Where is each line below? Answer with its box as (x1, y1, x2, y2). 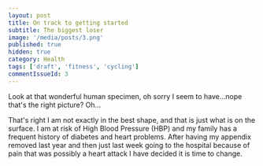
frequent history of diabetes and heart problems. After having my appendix (8, 131, 252, 142)
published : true (8, 41, 61, 49)
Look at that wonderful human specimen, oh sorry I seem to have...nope (8, 91, 243, 101)
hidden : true (8, 48, 51, 56)
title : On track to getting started (8, 19, 128, 27)
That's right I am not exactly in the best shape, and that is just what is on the (8, 115, 256, 124)
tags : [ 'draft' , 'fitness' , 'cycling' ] (8, 63, 139, 71)
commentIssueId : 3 (8, 70, 69, 78)
